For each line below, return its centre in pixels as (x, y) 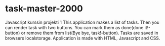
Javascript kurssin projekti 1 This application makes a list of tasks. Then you (82, 22)
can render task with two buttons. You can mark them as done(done (74, 27)
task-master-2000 (44, 9)
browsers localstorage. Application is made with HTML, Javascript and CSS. (83, 38)
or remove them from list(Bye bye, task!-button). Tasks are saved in (90, 33)
